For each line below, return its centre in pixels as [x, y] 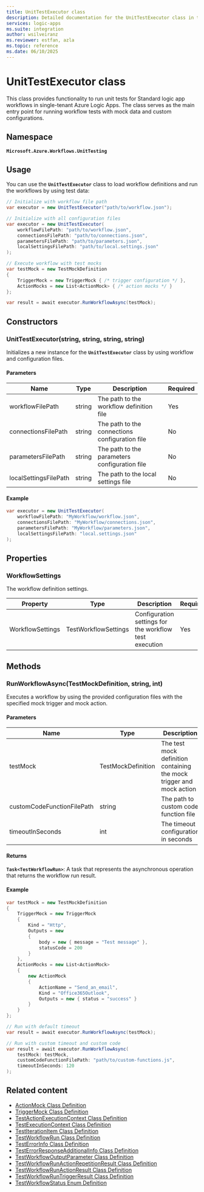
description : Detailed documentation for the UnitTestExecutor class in [100, 18]
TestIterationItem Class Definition [57, 1131]
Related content [37, 1091]
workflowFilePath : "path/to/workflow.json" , [74, 230]
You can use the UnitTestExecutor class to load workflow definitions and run [102, 184]
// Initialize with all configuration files [63, 219]
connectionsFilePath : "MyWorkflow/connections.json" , [87, 523]
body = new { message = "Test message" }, [93, 942]
